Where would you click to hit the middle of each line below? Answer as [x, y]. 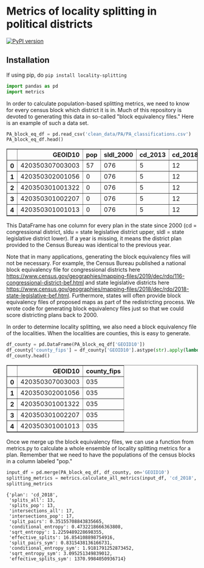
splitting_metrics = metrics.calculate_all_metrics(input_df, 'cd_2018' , [102, 478]
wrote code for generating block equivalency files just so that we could [95, 308]
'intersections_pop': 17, [42, 516]
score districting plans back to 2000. [52, 315]
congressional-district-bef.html [45, 283]
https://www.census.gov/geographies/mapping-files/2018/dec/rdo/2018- [98, 289]
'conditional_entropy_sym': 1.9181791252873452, [72, 548]
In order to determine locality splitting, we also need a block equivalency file [102, 327]
